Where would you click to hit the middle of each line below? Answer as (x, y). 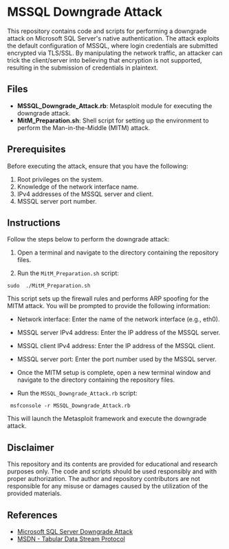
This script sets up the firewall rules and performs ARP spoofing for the (108, 299)
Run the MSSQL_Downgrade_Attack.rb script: (77, 394)
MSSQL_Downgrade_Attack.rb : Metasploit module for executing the (115, 106)
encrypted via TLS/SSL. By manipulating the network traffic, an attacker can (115, 53)
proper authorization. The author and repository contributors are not (104, 479)
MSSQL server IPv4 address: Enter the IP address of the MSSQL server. (119, 333)
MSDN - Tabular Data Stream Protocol (71, 539)
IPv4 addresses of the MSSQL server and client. (85, 194)
